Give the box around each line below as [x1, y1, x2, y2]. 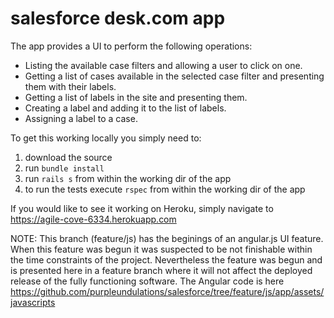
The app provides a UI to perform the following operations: [10, 40, 253, 52]
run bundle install [24, 162, 105, 174]
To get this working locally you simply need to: [10, 132, 202, 144]
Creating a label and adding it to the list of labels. [24, 102, 227, 114]
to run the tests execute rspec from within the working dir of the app [24, 183, 306, 195]
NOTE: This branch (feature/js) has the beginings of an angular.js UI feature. [10, 232, 324, 244]
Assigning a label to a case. [24, 112, 138, 124]
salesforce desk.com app [10, 7, 226, 30]
